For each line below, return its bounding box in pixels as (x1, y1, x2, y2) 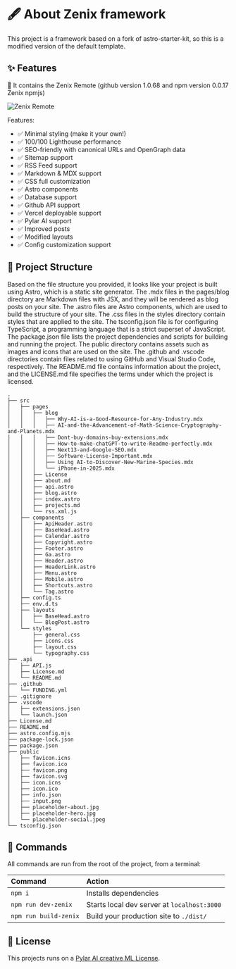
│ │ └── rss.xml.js (7, 508, 77, 515)
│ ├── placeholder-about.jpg (7, 804, 99, 811)
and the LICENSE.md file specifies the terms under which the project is (7, 370, 213, 378)
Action (86, 877, 109, 887)
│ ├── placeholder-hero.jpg (7, 810, 97, 817)
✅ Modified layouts (17, 232, 73, 241)
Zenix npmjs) (7, 88, 46, 96)
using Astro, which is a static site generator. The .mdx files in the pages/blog (7, 287, 230, 296)
